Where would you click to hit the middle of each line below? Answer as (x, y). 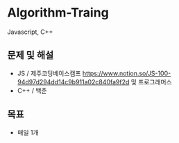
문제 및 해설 (31, 56)
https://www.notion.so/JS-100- (127, 73)
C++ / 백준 (32, 90)
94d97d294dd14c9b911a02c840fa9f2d (73, 82)
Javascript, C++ (30, 32)
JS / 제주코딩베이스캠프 (49, 73)
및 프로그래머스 (151, 82)
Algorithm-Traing (58, 13)
